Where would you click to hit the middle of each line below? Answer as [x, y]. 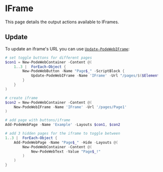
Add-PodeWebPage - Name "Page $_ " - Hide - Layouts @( [66, 142]
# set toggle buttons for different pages [49, 58]
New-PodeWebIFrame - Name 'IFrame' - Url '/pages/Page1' [70, 107]
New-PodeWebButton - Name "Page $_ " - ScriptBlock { [73, 71]
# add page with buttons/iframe [38, 120]
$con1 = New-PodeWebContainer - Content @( [49, 62]
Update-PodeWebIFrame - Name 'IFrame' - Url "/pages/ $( [86, 76]
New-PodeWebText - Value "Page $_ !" [66, 151]
